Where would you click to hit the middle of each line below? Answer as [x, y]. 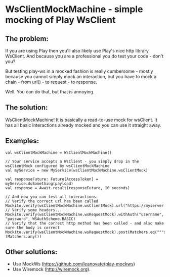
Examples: [22, 141]
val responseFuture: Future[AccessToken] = [52, 179]
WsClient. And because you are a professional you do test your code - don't [84, 56]
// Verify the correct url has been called [52, 201]
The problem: [27, 39]
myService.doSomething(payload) [39, 183]
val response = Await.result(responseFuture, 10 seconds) [68, 188]
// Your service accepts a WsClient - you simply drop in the [72, 161]
